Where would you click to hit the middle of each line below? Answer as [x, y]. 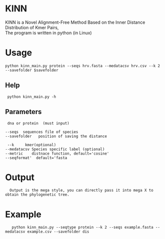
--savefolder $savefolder [32, 70]
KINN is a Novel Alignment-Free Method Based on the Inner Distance [75, 22]
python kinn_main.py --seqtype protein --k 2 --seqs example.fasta [82, 228]
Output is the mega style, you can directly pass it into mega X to [82, 191]
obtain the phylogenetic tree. [37, 195]
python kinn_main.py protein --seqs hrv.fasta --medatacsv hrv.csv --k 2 [83, 66]
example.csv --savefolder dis [58, 232]
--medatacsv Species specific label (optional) [55, 149]
